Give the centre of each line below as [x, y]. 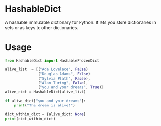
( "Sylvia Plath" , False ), [64, 78]
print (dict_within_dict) [30, 119]
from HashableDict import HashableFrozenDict [52, 60]
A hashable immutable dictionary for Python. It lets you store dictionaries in [80, 22]
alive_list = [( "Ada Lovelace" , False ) [47, 69]
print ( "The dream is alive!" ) [45, 105]
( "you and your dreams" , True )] [71, 87]
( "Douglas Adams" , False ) [64, 74]
